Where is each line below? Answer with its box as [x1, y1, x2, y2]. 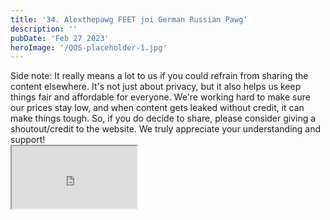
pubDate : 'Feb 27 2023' [10, 33, 110, 43]
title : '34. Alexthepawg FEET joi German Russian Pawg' [10, 14, 248, 25]
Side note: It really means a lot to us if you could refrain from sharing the [10, 70, 309, 82]
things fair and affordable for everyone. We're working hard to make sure [10, 91, 311, 103]
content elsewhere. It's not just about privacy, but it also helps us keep [10, 81, 302, 93]
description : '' [10, 24, 78, 34]
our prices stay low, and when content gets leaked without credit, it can [10, 102, 305, 114]
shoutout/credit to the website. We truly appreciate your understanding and [10, 123, 322, 135]
